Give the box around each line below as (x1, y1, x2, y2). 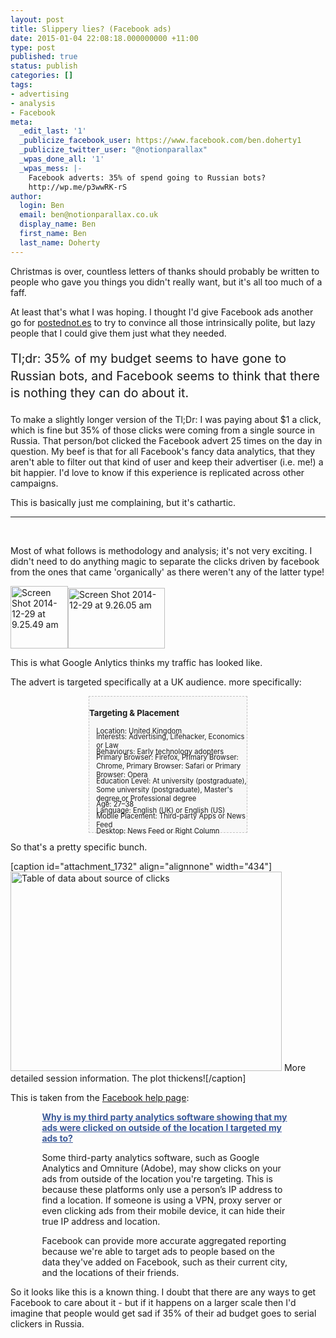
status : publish (10, 61, 78, 71)
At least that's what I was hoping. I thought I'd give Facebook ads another (10, 306, 314, 318)
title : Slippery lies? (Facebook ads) (10, 24, 172, 34)
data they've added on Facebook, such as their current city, (41, 1256, 288, 1268)
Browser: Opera (96, 770, 148, 780)
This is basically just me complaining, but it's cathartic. (10, 497, 237, 509)
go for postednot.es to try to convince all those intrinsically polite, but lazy (10, 316, 316, 328)
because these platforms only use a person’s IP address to (41, 1184, 283, 1196)
